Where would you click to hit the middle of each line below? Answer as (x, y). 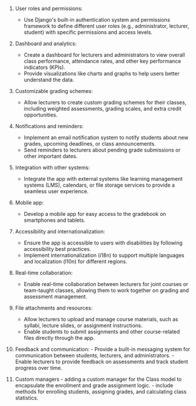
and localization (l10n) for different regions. (76, 262)
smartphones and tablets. (55, 220)
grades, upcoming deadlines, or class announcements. (90, 144)
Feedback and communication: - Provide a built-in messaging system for (102, 349)
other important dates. (51, 156)
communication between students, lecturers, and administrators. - (94, 355)
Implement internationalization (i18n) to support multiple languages (104, 255)
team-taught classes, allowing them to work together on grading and (106, 290)
